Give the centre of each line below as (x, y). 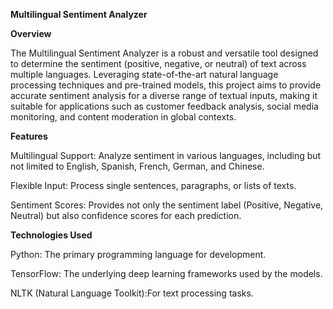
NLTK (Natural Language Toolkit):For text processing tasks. (132, 293)
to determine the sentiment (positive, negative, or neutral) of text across (158, 63)
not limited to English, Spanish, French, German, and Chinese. (137, 166)
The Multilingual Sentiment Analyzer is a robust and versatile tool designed (164, 53)
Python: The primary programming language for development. (138, 254)
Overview (31, 33)
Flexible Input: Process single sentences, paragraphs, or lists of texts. (153, 185)
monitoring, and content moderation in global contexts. (123, 117)
